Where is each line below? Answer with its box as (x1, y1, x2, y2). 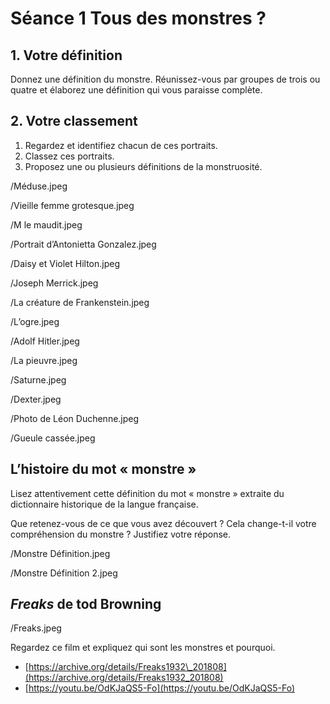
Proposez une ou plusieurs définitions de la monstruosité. (24, 160, 263, 172)
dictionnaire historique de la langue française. (10, 498, 199, 510)
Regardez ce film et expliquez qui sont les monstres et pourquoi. (10, 642, 276, 654)
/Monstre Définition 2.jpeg (10, 567, 118, 579)
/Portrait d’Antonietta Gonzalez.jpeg (10, 238, 157, 250)
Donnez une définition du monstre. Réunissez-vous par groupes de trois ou (10, 73, 321, 85)
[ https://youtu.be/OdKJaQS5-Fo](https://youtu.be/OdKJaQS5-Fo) (24, 682, 295, 694)
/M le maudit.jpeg (10, 218, 83, 231)
